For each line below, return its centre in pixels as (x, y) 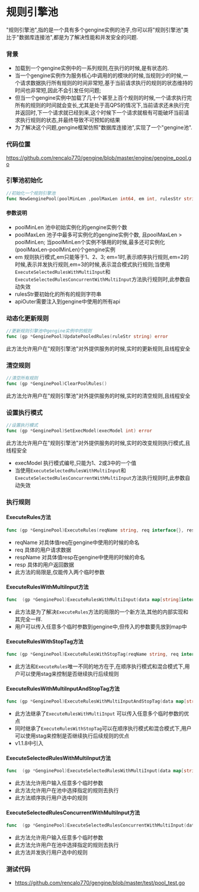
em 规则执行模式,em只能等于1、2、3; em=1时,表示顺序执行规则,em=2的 (102, 257)
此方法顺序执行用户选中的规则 (51, 798)
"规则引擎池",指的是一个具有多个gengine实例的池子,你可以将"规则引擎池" (95, 30)
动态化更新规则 (28, 318)
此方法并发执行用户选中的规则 (51, 852)
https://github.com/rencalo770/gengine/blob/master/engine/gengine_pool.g (99, 157)
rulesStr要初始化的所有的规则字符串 (58, 294)
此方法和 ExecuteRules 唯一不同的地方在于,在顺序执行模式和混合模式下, (99, 666)
